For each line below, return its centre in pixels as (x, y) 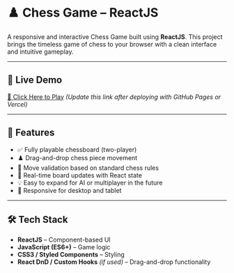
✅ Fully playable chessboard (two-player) (77, 149)
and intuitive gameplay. (40, 52)
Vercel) (17, 104)
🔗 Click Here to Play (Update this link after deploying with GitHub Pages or (114, 97)
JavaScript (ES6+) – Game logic (64, 247)
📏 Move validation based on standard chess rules (88, 168)
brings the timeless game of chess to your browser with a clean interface (112, 44)
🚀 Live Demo (35, 80)
